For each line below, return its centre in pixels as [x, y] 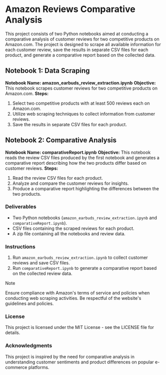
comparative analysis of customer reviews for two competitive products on [82, 39]
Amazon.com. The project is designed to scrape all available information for [83, 44]
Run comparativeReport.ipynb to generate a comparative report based [84, 268]
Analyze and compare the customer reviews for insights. [70, 183]
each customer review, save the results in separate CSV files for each [77, 50]
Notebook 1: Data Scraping [47, 71]
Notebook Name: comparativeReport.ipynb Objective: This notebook [78, 152]
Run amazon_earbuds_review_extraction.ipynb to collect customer [80, 258]
